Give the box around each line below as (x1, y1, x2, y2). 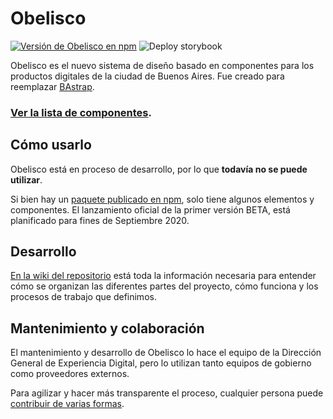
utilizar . (10, 173, 43, 186)
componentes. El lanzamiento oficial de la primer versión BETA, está (10, 203, 291, 216)
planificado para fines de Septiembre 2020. (10, 214, 190, 226)
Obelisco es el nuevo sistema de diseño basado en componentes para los (10, 59, 315, 71)
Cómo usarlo (10, 137, 92, 154)
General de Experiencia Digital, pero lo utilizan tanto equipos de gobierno (10, 357, 312, 369)
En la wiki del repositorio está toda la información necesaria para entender (10, 270, 317, 282)
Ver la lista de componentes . (10, 105, 152, 119)
